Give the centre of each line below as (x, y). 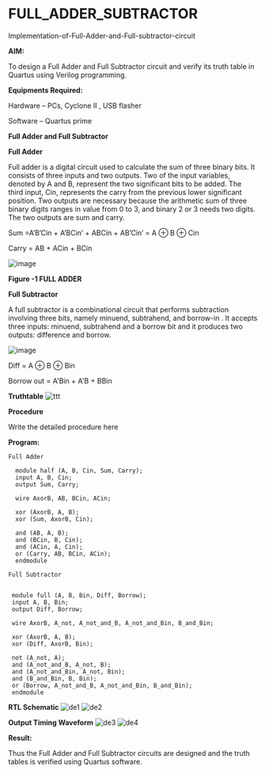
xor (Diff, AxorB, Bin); (52, 644)
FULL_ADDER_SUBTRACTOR (103, 14)
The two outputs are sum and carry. (66, 217)
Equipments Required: (45, 90)
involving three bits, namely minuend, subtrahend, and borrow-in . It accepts (133, 318)
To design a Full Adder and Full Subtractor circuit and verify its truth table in (131, 66)
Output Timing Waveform (51, 723)
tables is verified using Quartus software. (75, 761)
